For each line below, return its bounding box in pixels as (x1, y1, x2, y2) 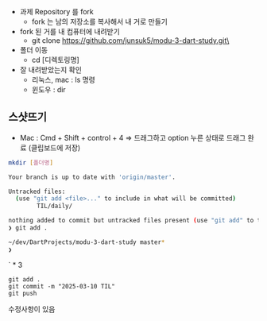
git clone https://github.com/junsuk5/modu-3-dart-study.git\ (31, 36, 230, 45)
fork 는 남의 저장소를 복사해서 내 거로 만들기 (31, 17, 168, 26)
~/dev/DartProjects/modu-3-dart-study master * (8, 238, 165, 246)
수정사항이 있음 (8, 304, 56, 314)
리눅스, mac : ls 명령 (31, 75, 95, 84)
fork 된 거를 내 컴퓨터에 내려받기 (19, 27, 121, 36)
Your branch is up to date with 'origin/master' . (8, 173, 176, 181)
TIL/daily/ (37, 202, 73, 211)
